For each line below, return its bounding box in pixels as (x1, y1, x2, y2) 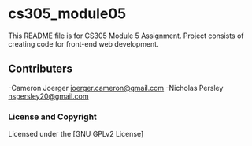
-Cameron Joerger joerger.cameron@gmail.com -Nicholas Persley (8, 83, 224, 92)
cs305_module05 (8, 5, 127, 23)
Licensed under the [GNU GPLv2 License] (8, 129, 144, 139)
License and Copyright (8, 111, 97, 122)
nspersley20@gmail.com (8, 92, 89, 101)
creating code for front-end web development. (8, 39, 159, 48)
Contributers (8, 62, 73, 76)
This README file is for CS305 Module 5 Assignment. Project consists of (8, 31, 244, 40)
